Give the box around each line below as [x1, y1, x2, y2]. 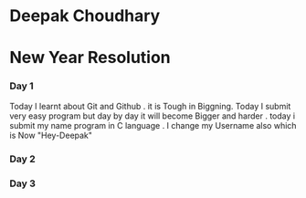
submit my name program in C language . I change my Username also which [9, 120, 297, 130]
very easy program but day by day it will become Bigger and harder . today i [9, 110, 295, 121]
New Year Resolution [9, 47, 171, 68]
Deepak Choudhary [9, 5, 161, 26]
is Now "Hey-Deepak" [9, 130, 93, 141]
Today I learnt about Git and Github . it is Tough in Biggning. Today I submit [9, 100, 291, 111]
